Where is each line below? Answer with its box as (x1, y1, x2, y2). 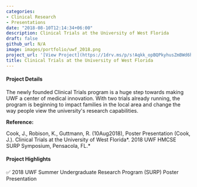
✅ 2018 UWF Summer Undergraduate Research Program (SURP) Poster (6, 168, 179, 175)
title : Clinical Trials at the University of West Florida (6, 57, 154, 63)
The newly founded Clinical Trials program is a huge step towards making (6, 88, 184, 95)
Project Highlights (6, 155, 51, 162)
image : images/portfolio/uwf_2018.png (6, 47, 101, 53)
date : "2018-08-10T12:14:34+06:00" (6, 25, 93, 31)
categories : (6, 8, 35, 15)
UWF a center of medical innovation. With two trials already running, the (6, 95, 181, 102)
